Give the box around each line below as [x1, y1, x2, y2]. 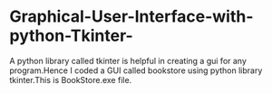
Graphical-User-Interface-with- [9, 6, 254, 27]
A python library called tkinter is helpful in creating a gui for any [9, 55, 248, 66]
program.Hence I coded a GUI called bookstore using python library [9, 65, 263, 76]
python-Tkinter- [9, 25, 133, 46]
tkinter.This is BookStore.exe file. [9, 74, 132, 85]
